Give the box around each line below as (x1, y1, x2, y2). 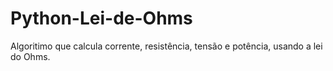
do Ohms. (10, 50, 51, 62)
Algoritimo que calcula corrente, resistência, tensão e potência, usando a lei (10, 40, 323, 52)
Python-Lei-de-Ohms (10, 7, 193, 30)
